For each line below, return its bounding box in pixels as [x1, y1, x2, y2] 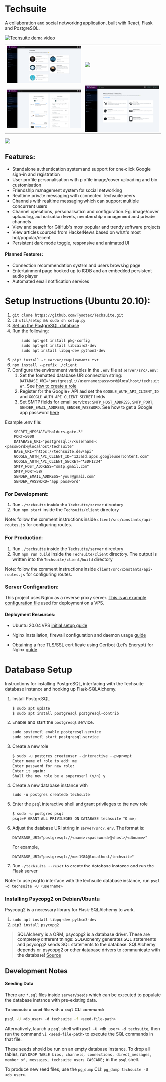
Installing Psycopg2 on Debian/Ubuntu [5, 895, 100, 902]
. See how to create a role [24, 383, 77, 389]
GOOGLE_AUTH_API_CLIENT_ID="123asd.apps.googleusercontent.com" [14, 454, 149, 459]
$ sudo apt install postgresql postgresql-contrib [12, 711, 119, 716]
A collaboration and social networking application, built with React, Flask [5, 20, 153, 26]
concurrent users [12, 203, 48, 209]
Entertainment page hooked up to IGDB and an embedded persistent [12, 268, 152, 274]
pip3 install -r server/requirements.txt [12, 358, 99, 363]
